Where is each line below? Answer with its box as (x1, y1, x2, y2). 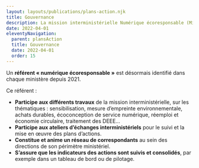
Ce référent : (6, 87, 37, 94)
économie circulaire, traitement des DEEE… (14, 117, 120, 125)
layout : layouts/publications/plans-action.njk (6, 8, 126, 15)
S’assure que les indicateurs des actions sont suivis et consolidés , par (14, 149, 191, 156)
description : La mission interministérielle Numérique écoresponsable (6, 20, 184, 26)
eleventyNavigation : (6, 31, 57, 37)
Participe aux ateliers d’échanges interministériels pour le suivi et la (14, 123, 185, 131)
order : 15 (11, 53, 36, 59)
